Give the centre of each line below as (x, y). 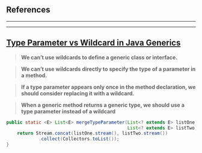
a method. (34, 75)
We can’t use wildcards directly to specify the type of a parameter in (108, 69)
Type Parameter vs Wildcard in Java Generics (93, 43)
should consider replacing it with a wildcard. (78, 93)
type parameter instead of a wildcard (68, 111)
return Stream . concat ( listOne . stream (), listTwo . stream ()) (93, 133)
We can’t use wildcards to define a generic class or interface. (99, 57)
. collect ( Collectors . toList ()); (79, 139)
